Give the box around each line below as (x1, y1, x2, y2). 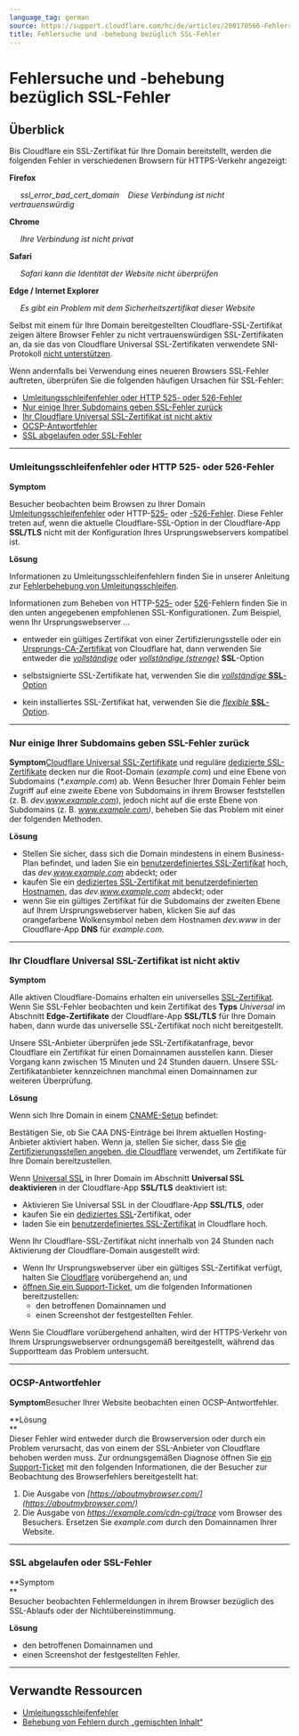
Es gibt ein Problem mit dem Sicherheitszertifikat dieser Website (20, 303, 255, 314)
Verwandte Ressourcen (9, 1683, 142, 1699)
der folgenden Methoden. (9, 813, 103, 824)
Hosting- (234, 1128, 267, 1138)
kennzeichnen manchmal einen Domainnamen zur (74, 1066, 258, 1077)
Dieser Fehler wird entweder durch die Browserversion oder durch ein (9, 1433, 265, 1444)
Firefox (9, 173, 36, 183)
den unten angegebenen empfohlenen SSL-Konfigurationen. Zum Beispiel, (9, 607, 282, 617)
